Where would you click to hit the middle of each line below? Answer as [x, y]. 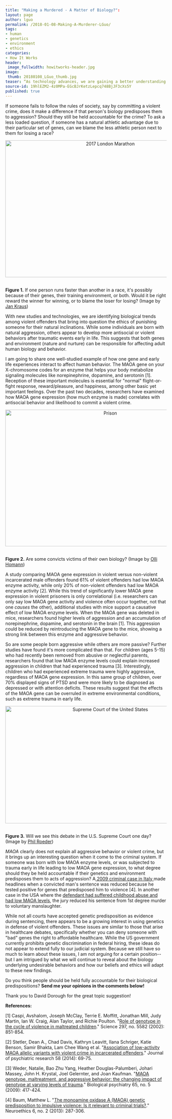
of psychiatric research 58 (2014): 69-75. [49, 1058]
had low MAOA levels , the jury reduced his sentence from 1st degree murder [86, 900]
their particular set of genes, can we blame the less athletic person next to [84, 127]
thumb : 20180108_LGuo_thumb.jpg [42, 77]
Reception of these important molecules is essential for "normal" [73, 381]
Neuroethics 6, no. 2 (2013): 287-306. [45, 1111]
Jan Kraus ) [17, 306]
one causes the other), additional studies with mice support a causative [81, 607]
